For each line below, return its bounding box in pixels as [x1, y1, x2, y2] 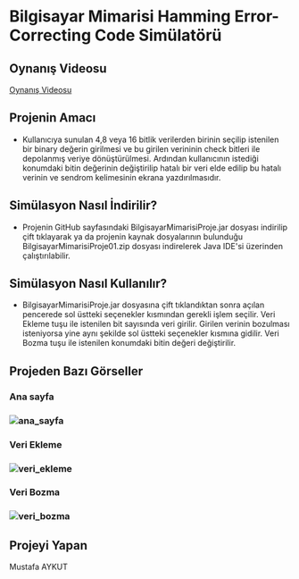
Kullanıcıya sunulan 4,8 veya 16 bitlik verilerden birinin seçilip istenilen [21, 134, 279, 145]
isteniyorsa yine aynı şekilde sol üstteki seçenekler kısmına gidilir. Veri [21, 328, 279, 339]
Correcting [9, 25, 92, 46]
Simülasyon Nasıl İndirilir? [9, 198, 158, 214]
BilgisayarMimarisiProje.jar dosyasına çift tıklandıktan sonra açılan [21, 299, 265, 310]
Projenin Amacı [9, 110, 96, 126]
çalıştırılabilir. [21, 250, 71, 261]
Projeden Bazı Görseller [9, 364, 144, 379]
